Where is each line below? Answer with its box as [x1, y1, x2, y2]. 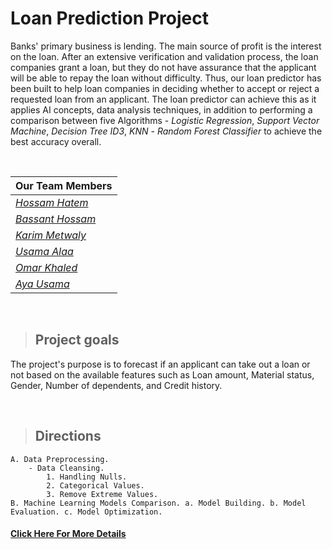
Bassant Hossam [15, 212, 97, 226]
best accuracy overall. [10, 135, 102, 147]
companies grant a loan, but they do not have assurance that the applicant [10, 61, 317, 73]
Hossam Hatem [15, 195, 89, 209]
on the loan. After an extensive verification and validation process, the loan [10, 50, 319, 62]
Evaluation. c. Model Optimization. [10, 507, 163, 517]
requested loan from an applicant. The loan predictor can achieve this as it [10, 93, 317, 105]
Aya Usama [15, 277, 70, 291]
